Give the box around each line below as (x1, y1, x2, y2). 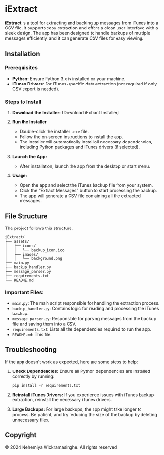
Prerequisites (5, 64, 38, 71)
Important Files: (5, 289, 44, 296)
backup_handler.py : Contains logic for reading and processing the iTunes (12, 306, 159, 312)
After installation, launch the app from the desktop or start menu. (19, 163, 150, 169)
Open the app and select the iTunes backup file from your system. (19, 182, 153, 188)
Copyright (5, 431, 37, 439)
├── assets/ (5, 239, 29, 244)
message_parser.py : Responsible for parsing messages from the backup (12, 316, 157, 322)
